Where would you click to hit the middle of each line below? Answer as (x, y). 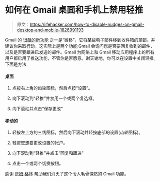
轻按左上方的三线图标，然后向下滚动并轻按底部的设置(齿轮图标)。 (77, 132)
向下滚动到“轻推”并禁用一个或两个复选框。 (54, 98)
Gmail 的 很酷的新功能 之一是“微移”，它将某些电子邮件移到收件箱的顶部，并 (80, 40)
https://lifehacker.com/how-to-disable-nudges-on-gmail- (87, 24)
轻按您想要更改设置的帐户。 (40, 143)
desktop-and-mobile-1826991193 (50, 30)
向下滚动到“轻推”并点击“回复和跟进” (48, 153)
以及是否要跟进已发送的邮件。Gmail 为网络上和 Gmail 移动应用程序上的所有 (80, 52)
